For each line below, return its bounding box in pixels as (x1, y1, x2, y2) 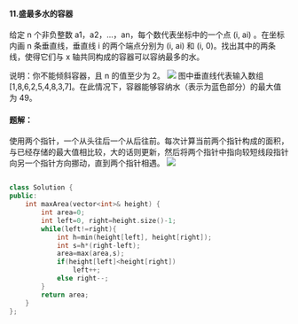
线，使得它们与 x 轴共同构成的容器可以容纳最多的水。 (9, 51, 205, 62)
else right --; (56, 274, 109, 283)
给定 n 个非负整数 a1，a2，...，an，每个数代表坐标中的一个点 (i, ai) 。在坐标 (9, 29, 286, 40)
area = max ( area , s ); (56, 249, 125, 258)
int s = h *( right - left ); (56, 241, 141, 250)
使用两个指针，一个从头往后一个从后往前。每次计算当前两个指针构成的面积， (9, 135, 289, 146)
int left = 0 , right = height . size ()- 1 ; (41, 216, 176, 225)
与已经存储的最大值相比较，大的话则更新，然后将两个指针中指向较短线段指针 (9, 147, 289, 158)
